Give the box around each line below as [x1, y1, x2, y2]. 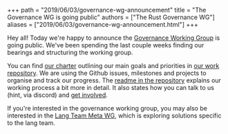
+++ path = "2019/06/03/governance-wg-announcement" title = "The [7, 6, 207, 14]
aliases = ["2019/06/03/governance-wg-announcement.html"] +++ [7, 21, 198, 28]
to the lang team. [7, 119, 55, 126]
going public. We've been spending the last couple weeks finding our [7, 41, 205, 49]
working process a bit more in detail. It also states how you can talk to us [7, 84, 214, 91]
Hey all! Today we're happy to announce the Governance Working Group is [7, 34, 220, 42]
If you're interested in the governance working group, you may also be [7, 104, 207, 112]
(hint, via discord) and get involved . [7, 91, 108, 99]
